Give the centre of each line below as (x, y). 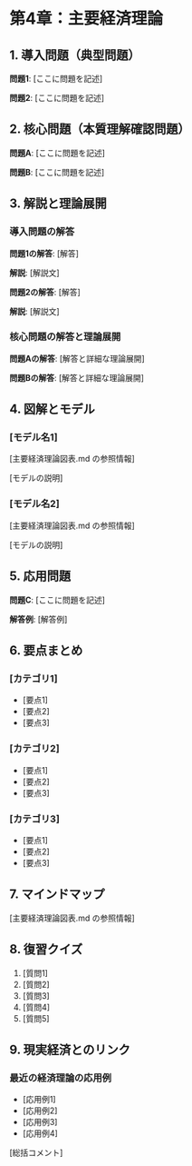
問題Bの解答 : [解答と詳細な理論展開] (77, 377)
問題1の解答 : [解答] (44, 253)
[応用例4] (40, 1133)
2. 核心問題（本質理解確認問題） (100, 130)
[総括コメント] (36, 1153)
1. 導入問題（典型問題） (75, 55)
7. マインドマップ (57, 895)
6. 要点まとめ (46, 650)
